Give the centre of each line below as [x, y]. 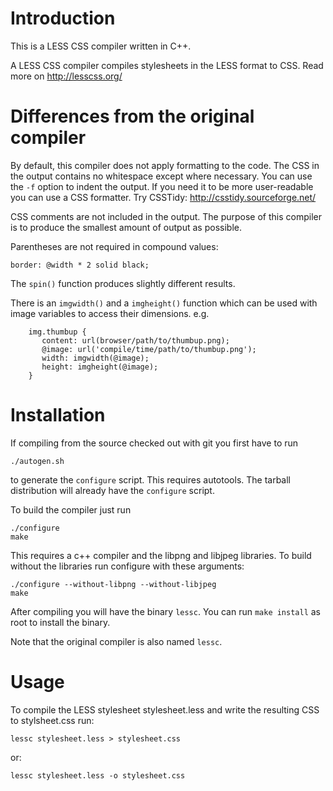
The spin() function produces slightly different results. [123, 283]
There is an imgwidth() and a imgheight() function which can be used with [164, 303]
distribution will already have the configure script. [112, 490]
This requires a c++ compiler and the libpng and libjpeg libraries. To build [161, 555]
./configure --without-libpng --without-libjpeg [113, 584]
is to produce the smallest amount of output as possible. [126, 227]
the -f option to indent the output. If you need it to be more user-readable [162, 186]
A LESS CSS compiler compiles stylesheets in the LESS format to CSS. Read [167, 65]
